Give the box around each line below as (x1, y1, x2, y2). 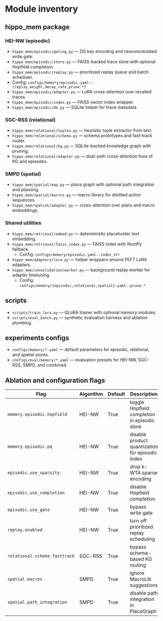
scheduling (130, 536, 155, 543)
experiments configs (5, 334, 69, 342)
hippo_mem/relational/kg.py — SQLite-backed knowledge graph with (12, 143, 151, 149)
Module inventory (5, 3, 79, 15)
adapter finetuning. (12, 272, 50, 278)
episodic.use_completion (7, 490, 65, 496)
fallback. (12, 246, 30, 252)
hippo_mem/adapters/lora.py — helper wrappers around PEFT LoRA (12, 256, 147, 262)
